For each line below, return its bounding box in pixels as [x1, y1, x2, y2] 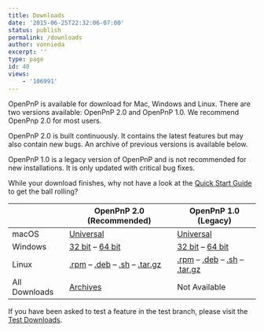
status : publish [8, 26, 61, 34]
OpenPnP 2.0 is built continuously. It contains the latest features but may [8, 131, 244, 140]
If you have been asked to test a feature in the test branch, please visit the [8, 306, 248, 315]
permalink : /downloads [8, 33, 82, 42]
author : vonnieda [8, 41, 65, 49]
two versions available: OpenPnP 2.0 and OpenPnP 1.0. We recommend [8, 107, 240, 116]
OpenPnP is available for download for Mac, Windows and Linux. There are [8, 99, 251, 109]
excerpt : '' [8, 48, 47, 56]
